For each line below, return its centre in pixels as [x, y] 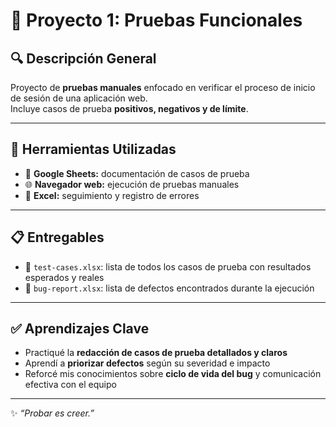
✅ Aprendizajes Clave [80, 329]
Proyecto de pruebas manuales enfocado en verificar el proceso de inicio [163, 87]
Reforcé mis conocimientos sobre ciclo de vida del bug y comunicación [173, 374]
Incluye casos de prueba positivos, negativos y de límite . [129, 108]
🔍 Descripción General [83, 58]
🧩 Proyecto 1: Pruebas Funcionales [156, 20]
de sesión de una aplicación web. [79, 98]
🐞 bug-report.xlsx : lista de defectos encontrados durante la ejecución [169, 288]
